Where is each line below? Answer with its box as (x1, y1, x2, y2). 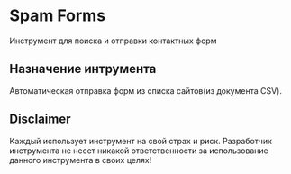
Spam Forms (9, 5, 106, 26)
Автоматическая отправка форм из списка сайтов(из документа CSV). (9, 85, 282, 96)
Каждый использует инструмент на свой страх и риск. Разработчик (9, 135, 273, 146)
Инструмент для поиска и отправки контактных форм (9, 35, 217, 46)
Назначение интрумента (9, 61, 157, 77)
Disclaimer (9, 112, 71, 127)
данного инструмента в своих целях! (9, 154, 152, 165)
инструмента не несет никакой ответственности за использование (9, 145, 268, 156)
